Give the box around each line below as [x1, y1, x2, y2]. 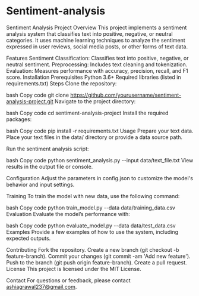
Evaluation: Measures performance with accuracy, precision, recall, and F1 [6, 67, 188, 74]
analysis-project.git [6, 97, 53, 105]
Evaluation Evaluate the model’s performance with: [6, 210, 131, 217]
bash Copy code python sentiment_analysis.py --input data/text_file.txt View [6, 156, 194, 164]
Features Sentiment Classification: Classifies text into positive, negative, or [6, 54, 189, 61]
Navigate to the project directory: [54, 97, 136, 105]
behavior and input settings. [6, 181, 75, 188]
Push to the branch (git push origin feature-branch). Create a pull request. [6, 258, 187, 266]
